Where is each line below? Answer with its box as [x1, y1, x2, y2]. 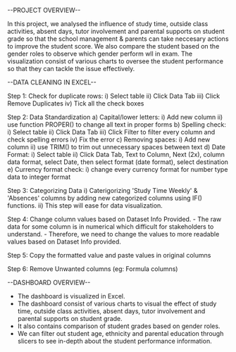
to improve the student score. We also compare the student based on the [7, 42, 220, 50]
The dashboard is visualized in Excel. [17, 292, 125, 300]
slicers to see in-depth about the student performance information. [17, 337, 213, 345]
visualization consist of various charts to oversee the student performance [7, 57, 224, 65]
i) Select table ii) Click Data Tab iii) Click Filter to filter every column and [7, 128, 216, 136]
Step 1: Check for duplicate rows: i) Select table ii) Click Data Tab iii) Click [7, 92, 221, 100]
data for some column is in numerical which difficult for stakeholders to [7, 222, 214, 231]
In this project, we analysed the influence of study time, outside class [7, 20, 209, 27]
